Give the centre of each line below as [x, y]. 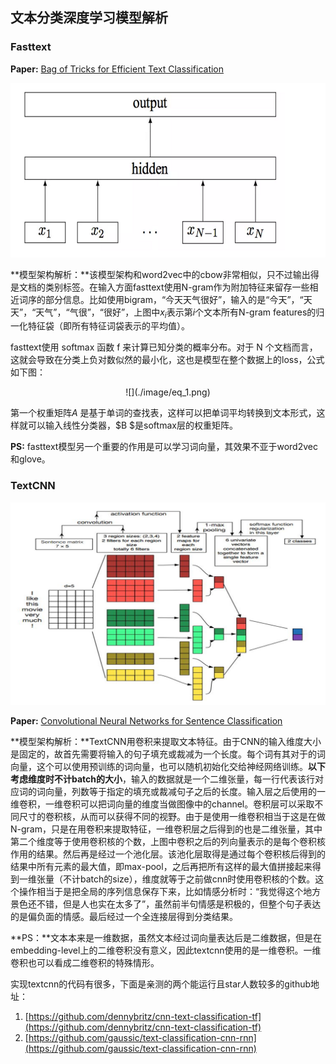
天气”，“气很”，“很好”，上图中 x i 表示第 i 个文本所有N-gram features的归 [180, 313]
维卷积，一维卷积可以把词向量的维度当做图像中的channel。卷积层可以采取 [162, 804]
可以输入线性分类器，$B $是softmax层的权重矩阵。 [132, 425]
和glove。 [30, 459]
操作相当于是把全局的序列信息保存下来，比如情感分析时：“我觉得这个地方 [170, 891]
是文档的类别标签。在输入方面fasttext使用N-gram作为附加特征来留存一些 [160, 287]
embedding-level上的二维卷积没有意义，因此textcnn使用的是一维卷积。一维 [166, 950]
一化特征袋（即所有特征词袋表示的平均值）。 [100, 326]
